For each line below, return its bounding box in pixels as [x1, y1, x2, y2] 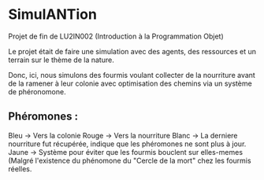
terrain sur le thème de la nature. [8, 55, 114, 64]
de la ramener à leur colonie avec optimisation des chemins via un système [8, 79, 252, 88]
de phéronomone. [8, 86, 66, 96]
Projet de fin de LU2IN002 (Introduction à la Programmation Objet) [8, 31, 225, 41]
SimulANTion [8, 6, 97, 24]
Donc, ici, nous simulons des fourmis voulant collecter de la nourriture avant [8, 70, 256, 79]
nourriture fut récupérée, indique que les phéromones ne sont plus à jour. [8, 139, 247, 149]
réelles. [8, 163, 32, 174]
